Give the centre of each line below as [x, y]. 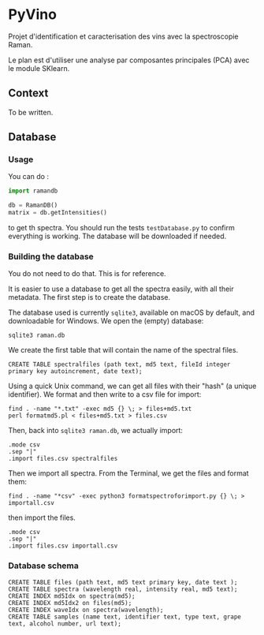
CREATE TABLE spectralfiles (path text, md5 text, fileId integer [119, 364]
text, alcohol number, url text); [65, 624]
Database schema [43, 566]
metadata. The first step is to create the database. [89, 297]
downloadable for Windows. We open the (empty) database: [106, 321]
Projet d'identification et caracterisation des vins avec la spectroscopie [123, 36]
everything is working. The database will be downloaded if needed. [117, 236]
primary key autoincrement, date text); [76, 372]
